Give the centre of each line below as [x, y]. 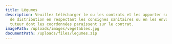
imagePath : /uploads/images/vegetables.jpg [52, 29]
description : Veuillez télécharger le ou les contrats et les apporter [83, 15]
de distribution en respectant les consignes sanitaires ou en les [83, 19]
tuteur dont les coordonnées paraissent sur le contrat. [72, 24]
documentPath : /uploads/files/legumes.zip [51, 33]
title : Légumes [21, 10]
